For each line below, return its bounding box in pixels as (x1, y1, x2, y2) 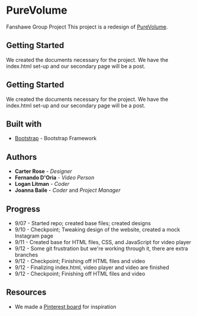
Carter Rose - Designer (14, 168, 72, 175)
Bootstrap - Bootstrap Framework (14, 135, 97, 142)
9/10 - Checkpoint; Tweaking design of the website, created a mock (14, 226, 180, 233)
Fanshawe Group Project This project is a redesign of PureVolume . (6, 23, 168, 30)
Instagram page (14, 232, 53, 239)
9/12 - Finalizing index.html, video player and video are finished (14, 264, 170, 271)
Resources (6, 287, 47, 298)
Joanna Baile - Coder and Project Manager (14, 187, 121, 194)
